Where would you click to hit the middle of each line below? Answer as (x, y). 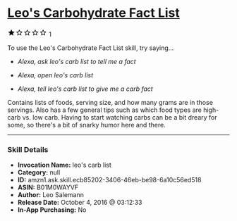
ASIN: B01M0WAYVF (48, 187)
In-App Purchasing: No (52, 210)
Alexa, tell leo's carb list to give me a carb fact (85, 89)
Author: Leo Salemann (51, 195)
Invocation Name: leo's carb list (64, 165)
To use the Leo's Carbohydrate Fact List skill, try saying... (91, 48)
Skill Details (28, 149)
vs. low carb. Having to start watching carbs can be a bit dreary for (120, 117)
